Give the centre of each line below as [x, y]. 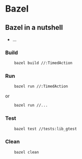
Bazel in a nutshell [34, 28]
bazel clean [26, 152]
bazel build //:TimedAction [43, 63]
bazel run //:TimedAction [41, 86]
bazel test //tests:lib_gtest [46, 129]
